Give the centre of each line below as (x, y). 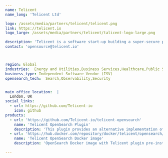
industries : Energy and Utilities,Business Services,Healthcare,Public (82, 69)
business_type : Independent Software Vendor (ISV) (59, 74)
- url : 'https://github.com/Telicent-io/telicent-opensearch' (76, 120)
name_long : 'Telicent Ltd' (33, 15)
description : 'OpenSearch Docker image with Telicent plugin (79, 143)
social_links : (20, 101)
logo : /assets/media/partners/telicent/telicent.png (61, 24)
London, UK (21, 97)
